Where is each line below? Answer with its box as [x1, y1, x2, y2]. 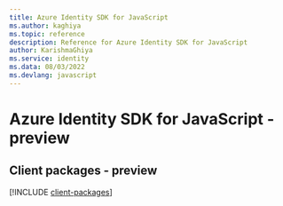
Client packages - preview [9, 163, 158, 178]
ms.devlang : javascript [9, 71, 98, 80]
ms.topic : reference [9, 29, 86, 38]
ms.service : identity [9, 54, 90, 63]
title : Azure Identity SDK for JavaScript [9, 12, 169, 22]
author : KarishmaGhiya [9, 46, 93, 55]
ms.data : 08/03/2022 [9, 63, 86, 72]
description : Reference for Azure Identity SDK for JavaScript [9, 37, 248, 47]
